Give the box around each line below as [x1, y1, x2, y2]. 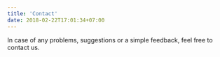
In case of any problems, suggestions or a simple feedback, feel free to [7, 35, 213, 44]
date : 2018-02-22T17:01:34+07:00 [7, 17, 105, 24]
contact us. [7, 43, 40, 51]
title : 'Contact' [7, 10, 58, 17]
